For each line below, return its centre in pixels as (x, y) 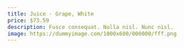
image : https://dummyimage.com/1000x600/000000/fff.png (92, 34)
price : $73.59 (29, 20)
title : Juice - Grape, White (51, 14)
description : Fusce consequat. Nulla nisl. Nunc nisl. (91, 27)
